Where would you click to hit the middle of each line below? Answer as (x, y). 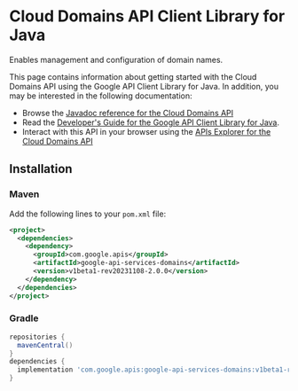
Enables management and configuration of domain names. (116, 59)
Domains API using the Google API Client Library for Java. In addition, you (144, 86)
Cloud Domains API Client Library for (147, 16)
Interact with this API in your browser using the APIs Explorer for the (146, 131)
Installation (41, 169)
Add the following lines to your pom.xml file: (88, 214)
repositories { (37, 337)
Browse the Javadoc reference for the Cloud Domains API (128, 113)
